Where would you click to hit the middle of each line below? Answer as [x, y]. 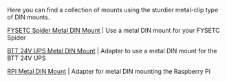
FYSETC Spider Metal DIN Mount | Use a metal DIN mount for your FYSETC [113, 30]
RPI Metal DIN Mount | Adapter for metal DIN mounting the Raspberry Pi [109, 71]
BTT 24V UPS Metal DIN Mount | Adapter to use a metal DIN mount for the [112, 51]
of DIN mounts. [29, 17]
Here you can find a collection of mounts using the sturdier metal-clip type [113, 10]
